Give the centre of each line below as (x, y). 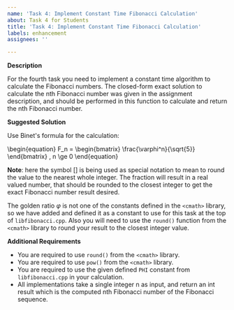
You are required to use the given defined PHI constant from (104, 270)
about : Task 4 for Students (48, 20)
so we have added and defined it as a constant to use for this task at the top (117, 213)
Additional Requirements (44, 242)
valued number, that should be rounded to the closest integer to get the (110, 185)
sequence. (32, 300)
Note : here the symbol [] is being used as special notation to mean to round (116, 170)
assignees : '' (28, 40)
